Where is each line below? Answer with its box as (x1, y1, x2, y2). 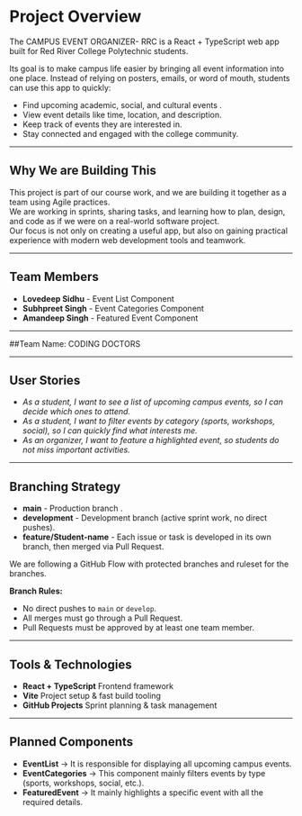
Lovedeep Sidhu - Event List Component (22, 293, 175, 304)
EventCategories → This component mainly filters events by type (22, 767, 266, 778)
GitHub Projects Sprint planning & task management (22, 700, 218, 711)
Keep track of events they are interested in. (22, 119, 182, 130)
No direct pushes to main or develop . (22, 603, 157, 614)
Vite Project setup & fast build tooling (22, 691, 162, 701)
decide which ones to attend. (22, 406, 131, 417)
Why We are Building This (9, 163, 157, 178)
